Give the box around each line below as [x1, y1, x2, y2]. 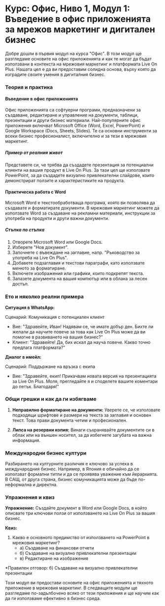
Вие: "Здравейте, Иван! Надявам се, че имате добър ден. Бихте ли [12, 323, 154, 330]
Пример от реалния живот [5, 150, 63, 155]
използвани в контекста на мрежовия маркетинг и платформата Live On [5, 61, 158, 67]
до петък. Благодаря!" [12, 383, 59, 389]
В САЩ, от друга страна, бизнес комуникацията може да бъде [5, 477, 137, 483]
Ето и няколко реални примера [5, 293, 84, 300]
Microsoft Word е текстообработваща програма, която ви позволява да [5, 200, 155, 206]
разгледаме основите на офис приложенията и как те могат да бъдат [5, 56, 152, 61]
